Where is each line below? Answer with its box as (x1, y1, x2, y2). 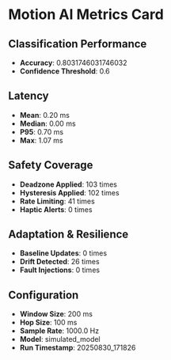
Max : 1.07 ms (19, 135, 63, 145)
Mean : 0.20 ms (19, 110, 70, 119)
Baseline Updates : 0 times (19, 248, 108, 258)
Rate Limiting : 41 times (19, 196, 95, 206)
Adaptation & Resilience (8, 228, 129, 241)
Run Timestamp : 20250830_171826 (19, 343, 136, 353)
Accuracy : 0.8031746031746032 (19, 58, 128, 67)
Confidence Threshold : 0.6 (19, 66, 111, 76)
